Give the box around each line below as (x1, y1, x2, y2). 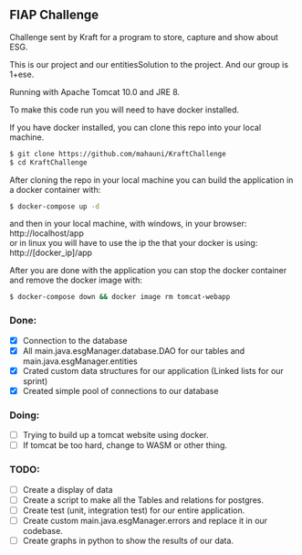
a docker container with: (9, 184, 101, 195)
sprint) (22, 375, 48, 387)
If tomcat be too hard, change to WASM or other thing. (22, 440, 228, 451)
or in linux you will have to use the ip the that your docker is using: (9, 238, 258, 249)
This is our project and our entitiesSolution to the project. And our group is (9, 59, 289, 69)
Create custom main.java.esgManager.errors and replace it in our (22, 515, 267, 526)
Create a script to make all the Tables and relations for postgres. (22, 494, 265, 506)
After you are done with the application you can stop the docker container (9, 265, 287, 276)
